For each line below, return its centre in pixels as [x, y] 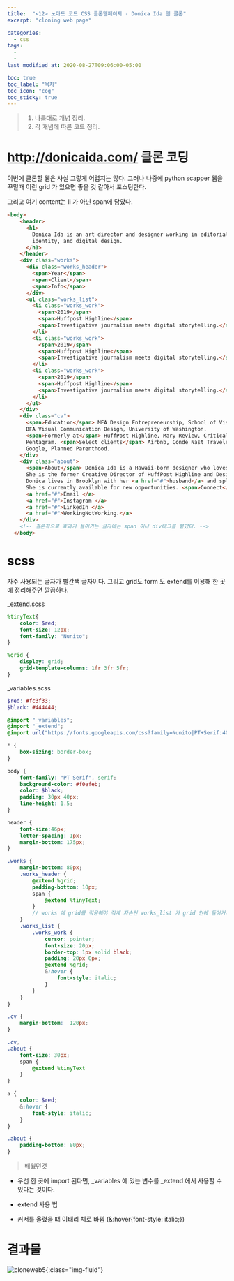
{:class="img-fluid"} [75, 1269]
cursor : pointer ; [70, 939]
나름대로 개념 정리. [60, 118]
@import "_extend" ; [36, 727]
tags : [15, 46]
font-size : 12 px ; [45, 630]
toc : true [22, 77]
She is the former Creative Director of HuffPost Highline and [119, 475]
